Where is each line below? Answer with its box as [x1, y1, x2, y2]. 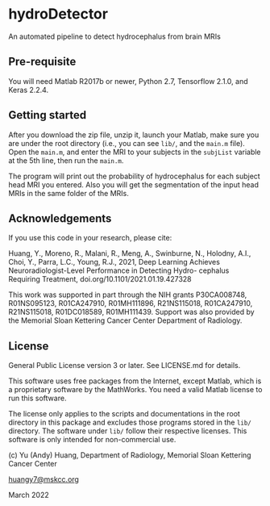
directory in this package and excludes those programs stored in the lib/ [8, 417, 252, 428]
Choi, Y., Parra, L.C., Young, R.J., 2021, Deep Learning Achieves [8, 257, 220, 267]
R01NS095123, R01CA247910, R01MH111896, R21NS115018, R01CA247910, [8, 299, 253, 308]
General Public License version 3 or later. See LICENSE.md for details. [8, 361, 241, 370]
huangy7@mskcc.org [8, 475, 79, 484]
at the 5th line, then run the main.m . [8, 155, 124, 165]
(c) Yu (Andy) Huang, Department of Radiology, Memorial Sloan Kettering [8, 450, 251, 460]
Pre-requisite [8, 55, 77, 69]
